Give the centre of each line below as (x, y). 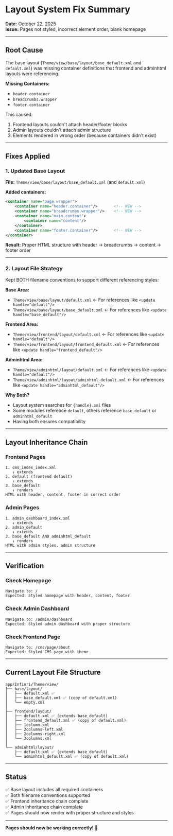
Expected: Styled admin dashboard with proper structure (68, 624)
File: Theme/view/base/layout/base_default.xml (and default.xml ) (75, 182)
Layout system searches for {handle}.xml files (62, 405)
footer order (18, 250)
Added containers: (26, 192)
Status (16, 777)
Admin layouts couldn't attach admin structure (62, 130)
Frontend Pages (25, 457)
